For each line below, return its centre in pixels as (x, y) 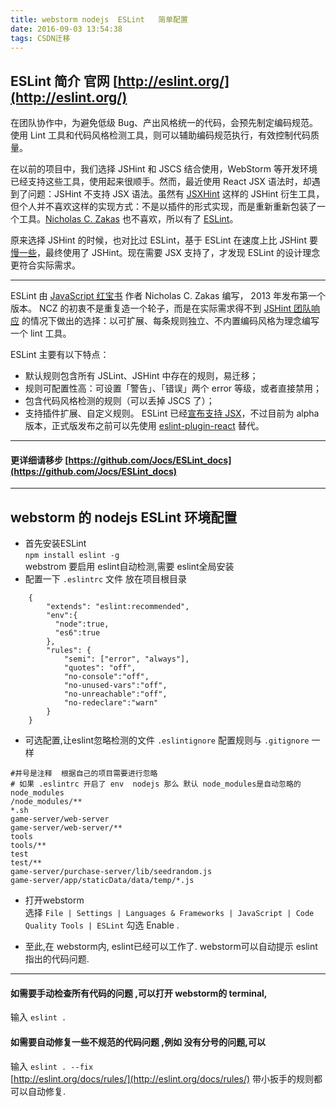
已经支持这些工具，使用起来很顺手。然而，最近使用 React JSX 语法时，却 (161, 182)
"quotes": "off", (100, 668)
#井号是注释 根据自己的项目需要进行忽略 (84, 774)
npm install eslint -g (72, 556)
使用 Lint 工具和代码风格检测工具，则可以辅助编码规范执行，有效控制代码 (161, 135)
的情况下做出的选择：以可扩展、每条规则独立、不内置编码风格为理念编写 (170, 321)
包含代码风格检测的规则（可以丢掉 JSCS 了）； (119, 401)
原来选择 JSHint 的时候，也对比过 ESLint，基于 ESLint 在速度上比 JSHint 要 (164, 240)
